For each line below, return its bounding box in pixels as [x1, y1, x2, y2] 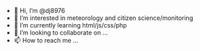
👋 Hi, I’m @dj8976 [13, 7, 65, 14]
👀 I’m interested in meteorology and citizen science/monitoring [13, 14, 193, 22]
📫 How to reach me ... [13, 37, 78, 44]
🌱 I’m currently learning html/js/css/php [13, 21, 127, 29]
